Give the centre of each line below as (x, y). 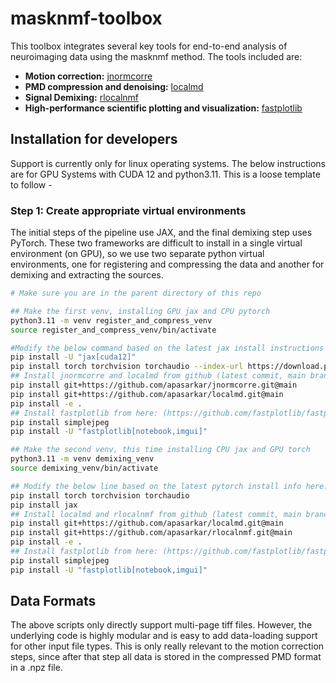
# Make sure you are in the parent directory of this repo (136, 293)
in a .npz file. (36, 668)
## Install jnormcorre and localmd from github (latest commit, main (158, 376)
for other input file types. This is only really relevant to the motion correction (167, 646)
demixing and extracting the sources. (87, 275)
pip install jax (44, 505)
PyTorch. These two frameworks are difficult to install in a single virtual (156, 243)
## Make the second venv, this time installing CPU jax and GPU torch (160, 450)
